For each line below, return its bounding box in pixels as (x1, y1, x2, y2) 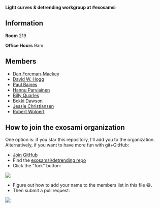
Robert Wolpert (12, 108, 45, 114)
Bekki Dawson (12, 98, 43, 104)
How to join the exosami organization (5, 123, 125, 132)
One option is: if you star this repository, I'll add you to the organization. (5, 137, 155, 143)
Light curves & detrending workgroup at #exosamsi (5, 5, 116, 10)
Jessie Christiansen (12, 103, 54, 109)
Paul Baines (12, 81, 38, 87)
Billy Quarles (12, 92, 40, 98)
